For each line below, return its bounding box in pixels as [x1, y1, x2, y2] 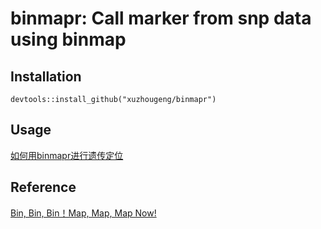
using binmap [10, 28, 127, 51]
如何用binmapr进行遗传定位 [10, 149, 124, 161]
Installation [10, 68, 82, 85]
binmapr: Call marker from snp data [10, 7, 312, 30]
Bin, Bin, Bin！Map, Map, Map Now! [10, 207, 157, 219]
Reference [10, 179, 77, 196]
